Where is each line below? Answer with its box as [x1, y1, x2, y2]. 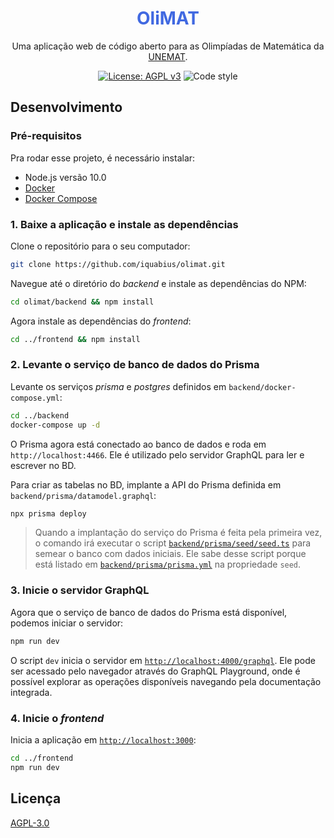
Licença [10, 790, 62, 807]
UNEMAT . [148, 50, 188, 62]
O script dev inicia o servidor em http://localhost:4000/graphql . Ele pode [10, 654, 316, 666]
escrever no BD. [10, 459, 77, 471]
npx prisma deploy [10, 508, 87, 519]
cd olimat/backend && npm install [10, 297, 155, 307]
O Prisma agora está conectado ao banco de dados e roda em [10, 438, 267, 450]
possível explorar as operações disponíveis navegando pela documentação [10, 675, 322, 687]
